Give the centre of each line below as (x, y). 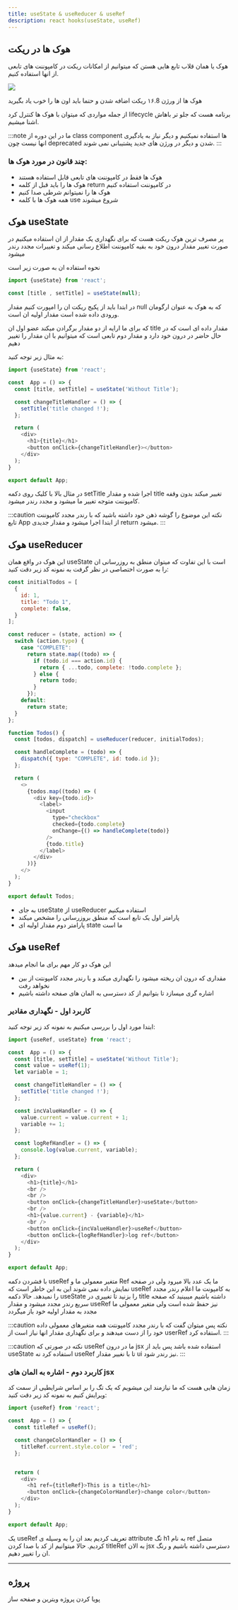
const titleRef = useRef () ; (56, 1427)
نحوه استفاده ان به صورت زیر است (54, 268)
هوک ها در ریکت (39, 49)
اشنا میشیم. (24, 122)
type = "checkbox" (76, 818)
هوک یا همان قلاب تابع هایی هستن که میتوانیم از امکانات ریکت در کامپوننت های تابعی (118, 66)
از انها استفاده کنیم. (34, 74)
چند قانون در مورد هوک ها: (48, 161)
